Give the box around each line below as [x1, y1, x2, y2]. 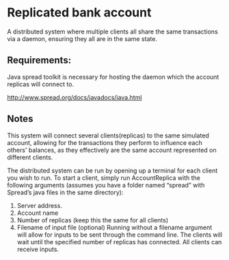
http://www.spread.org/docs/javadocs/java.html [7, 93, 142, 101]
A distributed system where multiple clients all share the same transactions [7, 27, 219, 36]
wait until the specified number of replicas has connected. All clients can [16, 237, 222, 246]
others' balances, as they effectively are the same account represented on [7, 146, 217, 154]
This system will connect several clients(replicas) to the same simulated [7, 131, 210, 140]
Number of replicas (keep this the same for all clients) [16, 216, 169, 224]
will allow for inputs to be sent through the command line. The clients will [16, 231, 223, 239]
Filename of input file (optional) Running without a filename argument [16, 223, 213, 231]
